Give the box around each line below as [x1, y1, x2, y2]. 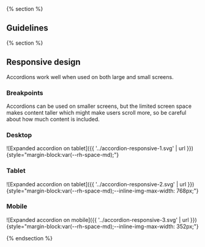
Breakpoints [6, 88, 43, 97]
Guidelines [6, 23, 48, 33]
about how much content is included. [6, 115, 100, 123]
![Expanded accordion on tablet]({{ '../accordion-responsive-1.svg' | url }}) [6, 145, 194, 152]
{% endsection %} [6, 234, 53, 241]
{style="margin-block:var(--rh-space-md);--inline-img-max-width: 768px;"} [6, 187, 199, 194]
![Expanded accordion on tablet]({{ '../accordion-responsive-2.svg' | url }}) [6, 180, 195, 188]
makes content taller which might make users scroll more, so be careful [6, 108, 187, 116]
